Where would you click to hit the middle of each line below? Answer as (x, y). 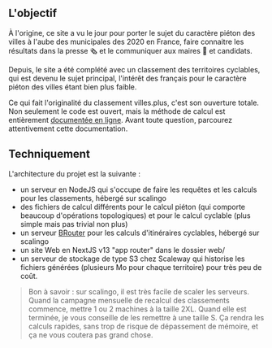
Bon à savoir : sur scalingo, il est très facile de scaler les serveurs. (139, 291)
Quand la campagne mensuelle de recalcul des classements (129, 300)
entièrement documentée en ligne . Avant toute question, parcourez (121, 120)
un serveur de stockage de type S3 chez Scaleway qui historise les (132, 259)
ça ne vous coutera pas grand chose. (91, 335)
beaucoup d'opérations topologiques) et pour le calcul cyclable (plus (135, 215)
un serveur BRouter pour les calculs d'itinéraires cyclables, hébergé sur (140, 233)
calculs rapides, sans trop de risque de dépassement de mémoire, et (143, 326)
